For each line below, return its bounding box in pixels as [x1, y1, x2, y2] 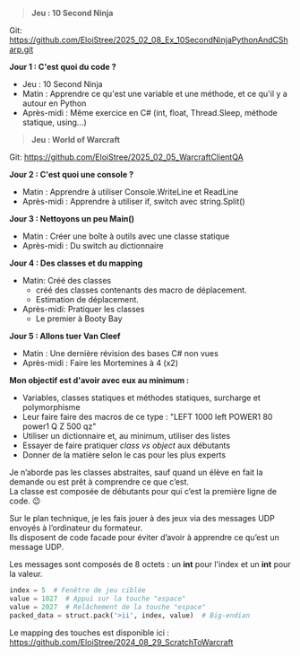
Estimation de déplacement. [35, 294, 139, 304]
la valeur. [9, 569, 43, 579]
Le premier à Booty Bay [35, 313, 123, 324]
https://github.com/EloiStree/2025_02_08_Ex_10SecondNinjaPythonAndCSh [9, 35, 288, 45]
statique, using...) [21, 117, 87, 127]
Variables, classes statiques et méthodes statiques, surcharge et [21, 392, 261, 403]
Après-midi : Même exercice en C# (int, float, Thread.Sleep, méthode [21, 108, 278, 118]
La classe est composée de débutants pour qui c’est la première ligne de [9, 486, 278, 496]
